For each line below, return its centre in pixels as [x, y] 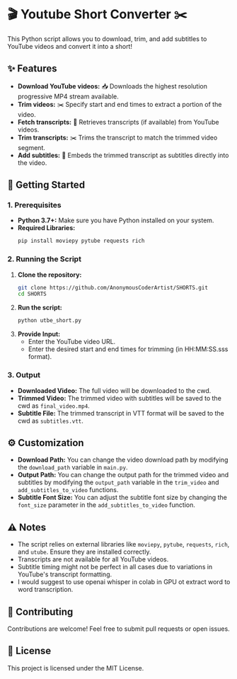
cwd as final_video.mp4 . [53, 406]
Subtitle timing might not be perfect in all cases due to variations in [115, 567]
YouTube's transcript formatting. [65, 574]
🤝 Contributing [40, 611]
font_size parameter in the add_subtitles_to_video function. [106, 505]
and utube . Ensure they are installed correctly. [84, 552]
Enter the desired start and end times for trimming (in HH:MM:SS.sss [128, 349]
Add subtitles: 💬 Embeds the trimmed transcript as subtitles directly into [123, 155]
